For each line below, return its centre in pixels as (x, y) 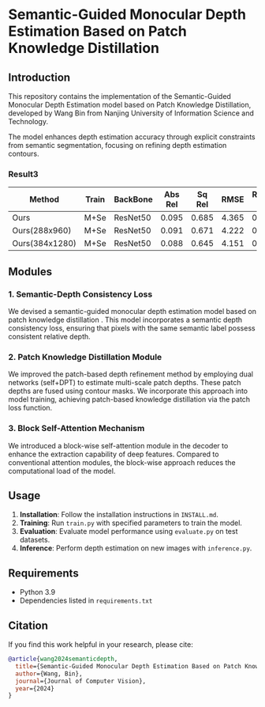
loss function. (30, 408)
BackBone (133, 199)
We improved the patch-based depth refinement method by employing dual (131, 374)
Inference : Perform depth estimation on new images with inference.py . (136, 548)
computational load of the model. (62, 471)
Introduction (39, 77)
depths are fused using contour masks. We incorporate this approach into (128, 391)
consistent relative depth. (49, 336)
